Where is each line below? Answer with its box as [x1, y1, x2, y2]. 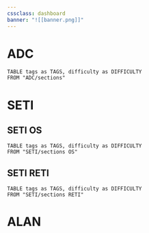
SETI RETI [7, 167, 49, 179]
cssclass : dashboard [7, 10, 66, 17]
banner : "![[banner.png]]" [7, 16, 84, 23]
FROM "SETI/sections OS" [7, 149, 78, 156]
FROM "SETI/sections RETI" [7, 191, 84, 199]
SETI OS [7, 125, 42, 136]
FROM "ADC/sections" [7, 75, 66, 82]
